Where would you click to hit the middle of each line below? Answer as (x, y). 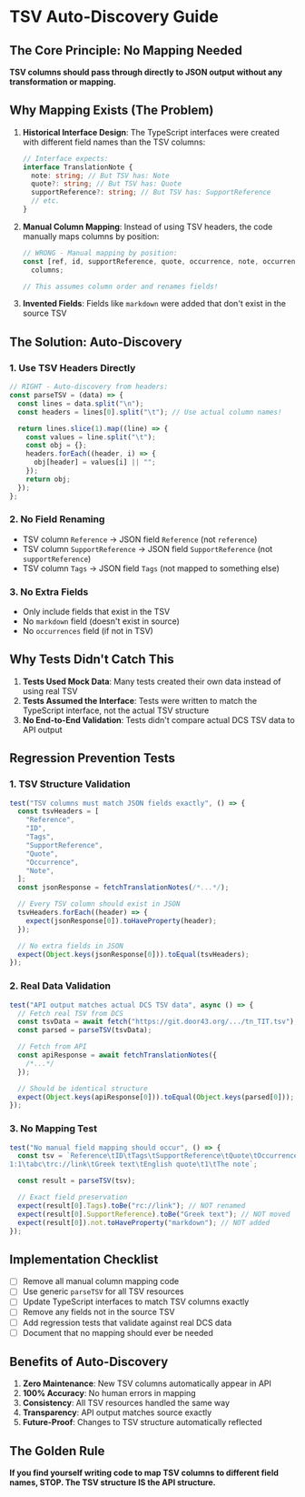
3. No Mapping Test (54, 1129)
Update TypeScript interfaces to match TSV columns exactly (136, 1301)
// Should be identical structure (83, 1089)
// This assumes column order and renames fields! (120, 286)
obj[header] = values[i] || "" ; (94, 462)
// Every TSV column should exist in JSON (99, 904)
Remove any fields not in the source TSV (98, 1312)
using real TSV (50, 691)
